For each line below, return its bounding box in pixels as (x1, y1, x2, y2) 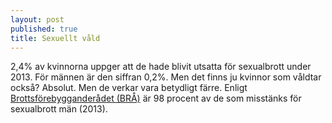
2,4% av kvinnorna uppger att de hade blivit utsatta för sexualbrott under (10, 61, 312, 73)
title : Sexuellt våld (10, 33, 101, 43)
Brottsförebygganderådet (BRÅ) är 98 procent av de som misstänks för (10, 92, 302, 105)
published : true (10, 24, 78, 34)
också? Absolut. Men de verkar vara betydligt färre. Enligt (10, 82, 248, 94)
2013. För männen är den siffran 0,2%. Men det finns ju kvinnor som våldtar (10, 71, 322, 83)
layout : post (10, 14, 65, 25)
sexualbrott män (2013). (10, 103, 108, 115)
